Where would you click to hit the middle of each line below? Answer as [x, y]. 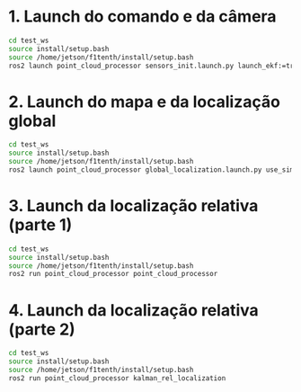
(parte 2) [42, 329]
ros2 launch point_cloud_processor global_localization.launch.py [135, 170]
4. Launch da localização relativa [134, 310]
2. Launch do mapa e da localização [144, 102]
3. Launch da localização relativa [133, 206]
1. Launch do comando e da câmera [142, 17]
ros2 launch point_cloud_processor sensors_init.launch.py [121, 66]
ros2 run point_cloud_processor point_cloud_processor [113, 274]
